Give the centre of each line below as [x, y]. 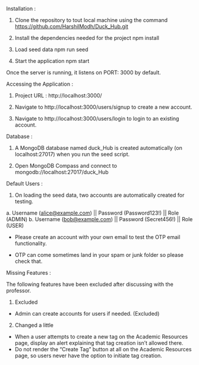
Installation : [21, 9]
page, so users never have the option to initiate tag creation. [88, 355]
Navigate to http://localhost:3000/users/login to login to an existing [97, 119]
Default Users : [25, 183]
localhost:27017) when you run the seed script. [72, 154]
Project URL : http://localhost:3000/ [58, 95]
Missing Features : [29, 273]
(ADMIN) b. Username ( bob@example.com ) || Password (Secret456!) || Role [99, 219]
